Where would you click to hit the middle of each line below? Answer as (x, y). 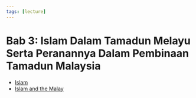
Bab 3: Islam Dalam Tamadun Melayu (98, 40)
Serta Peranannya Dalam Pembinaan (97, 53)
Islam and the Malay (39, 89)
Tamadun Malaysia (53, 66)
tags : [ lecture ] (26, 12)
